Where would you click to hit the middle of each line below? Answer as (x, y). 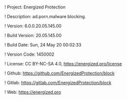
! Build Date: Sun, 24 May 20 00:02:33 (43, 45)
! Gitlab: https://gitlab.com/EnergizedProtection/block (58, 83)
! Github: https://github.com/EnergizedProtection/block (60, 73)
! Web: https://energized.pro (33, 92)
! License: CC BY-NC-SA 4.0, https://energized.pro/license (63, 64)
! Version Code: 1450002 (29, 54)
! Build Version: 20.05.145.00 (33, 35)
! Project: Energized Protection (35, 7)
